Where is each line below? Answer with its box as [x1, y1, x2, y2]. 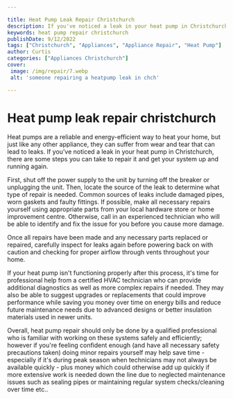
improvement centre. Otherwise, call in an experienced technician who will [7, 213, 221, 221]
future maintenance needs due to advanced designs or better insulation [7, 305, 212, 314]
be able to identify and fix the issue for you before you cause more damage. [7, 220, 224, 229]
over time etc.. [7, 385, 49, 393]
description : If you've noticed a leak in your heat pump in [7, 22, 188, 30]
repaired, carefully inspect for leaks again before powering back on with [7, 240, 214, 249]
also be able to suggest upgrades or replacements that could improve [7, 291, 207, 299]
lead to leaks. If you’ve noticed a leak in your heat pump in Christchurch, [7, 148, 214, 156]
